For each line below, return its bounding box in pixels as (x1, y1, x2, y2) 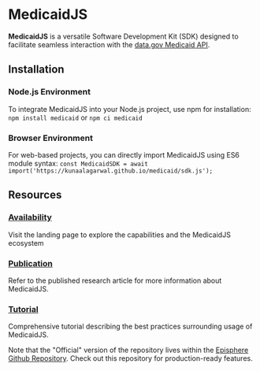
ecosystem (8, 238, 45, 247)
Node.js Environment (8, 87, 91, 98)
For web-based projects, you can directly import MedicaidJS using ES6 (8, 150, 240, 159)
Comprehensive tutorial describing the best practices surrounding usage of (8, 321, 253, 332)
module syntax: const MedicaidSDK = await (8, 158, 148, 168)
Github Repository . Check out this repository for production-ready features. (8, 354, 254, 363)
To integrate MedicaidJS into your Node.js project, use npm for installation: (8, 104, 251, 113)
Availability (8, 212, 53, 223)
